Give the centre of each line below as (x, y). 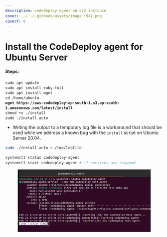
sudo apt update (22, 83)
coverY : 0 (16, 21)
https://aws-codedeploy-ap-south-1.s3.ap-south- (68, 103)
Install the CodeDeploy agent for (74, 46)
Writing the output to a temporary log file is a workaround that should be (87, 127)
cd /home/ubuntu (22, 98)
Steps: (12, 72)
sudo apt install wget (29, 93)
